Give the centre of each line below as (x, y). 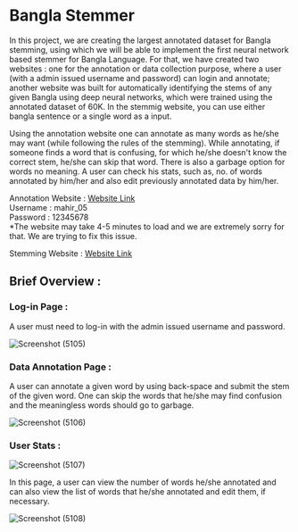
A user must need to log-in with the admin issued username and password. (147, 326)
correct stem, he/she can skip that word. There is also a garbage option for (147, 162)
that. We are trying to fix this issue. (73, 236)
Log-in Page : (39, 307)
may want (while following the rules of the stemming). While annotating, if (145, 143)
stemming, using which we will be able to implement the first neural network (149, 49)
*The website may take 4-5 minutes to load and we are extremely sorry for (147, 226)
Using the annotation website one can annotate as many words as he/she (144, 133)
